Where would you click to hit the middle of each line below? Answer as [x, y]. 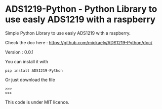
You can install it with [27, 61]
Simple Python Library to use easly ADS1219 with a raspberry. [68, 33]
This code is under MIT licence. [37, 102]
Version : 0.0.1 [19, 52]
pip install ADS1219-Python [34, 70]
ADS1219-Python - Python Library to [81, 9]
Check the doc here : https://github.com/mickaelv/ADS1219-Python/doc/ [79, 42]
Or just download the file [30, 80]
